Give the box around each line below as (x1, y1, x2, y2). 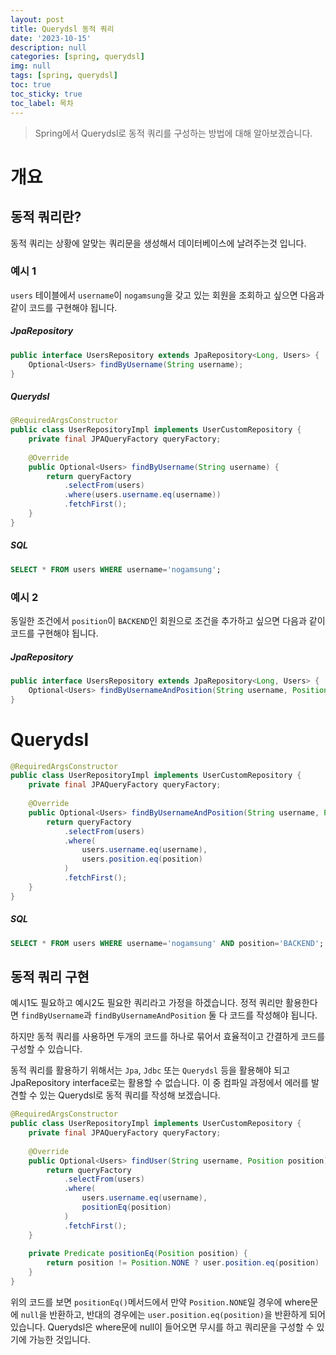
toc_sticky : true (10, 89, 83, 99)
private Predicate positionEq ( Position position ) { (28, 1249, 248, 1259)
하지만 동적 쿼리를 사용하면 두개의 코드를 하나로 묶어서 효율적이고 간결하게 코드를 (10, 1031, 326, 1043)
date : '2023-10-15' (10, 33, 92, 43)
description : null (10, 42, 87, 53)
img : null (10, 61, 52, 71)
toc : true (10, 80, 52, 90)
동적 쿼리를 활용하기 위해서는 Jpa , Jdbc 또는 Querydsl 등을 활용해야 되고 (10, 1064, 291, 1076)
